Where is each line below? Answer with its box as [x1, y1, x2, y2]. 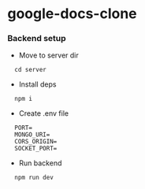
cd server [14, 66, 46, 74]
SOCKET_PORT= [14, 145, 58, 153]
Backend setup [7, 33, 66, 44]
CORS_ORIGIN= [14, 138, 58, 146]
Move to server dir [18, 50, 80, 60]
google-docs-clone [7, 5, 137, 23]
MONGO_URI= [14, 131, 50, 139]
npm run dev [14, 174, 54, 182]
